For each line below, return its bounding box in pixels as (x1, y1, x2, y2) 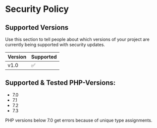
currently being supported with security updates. (5, 42, 105, 48)
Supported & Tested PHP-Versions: (5, 78, 116, 87)
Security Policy (5, 3, 69, 15)
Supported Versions (5, 23, 68, 32)
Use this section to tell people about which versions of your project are (5, 36, 150, 42)
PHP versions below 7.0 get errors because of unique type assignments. (5, 117, 153, 123)
